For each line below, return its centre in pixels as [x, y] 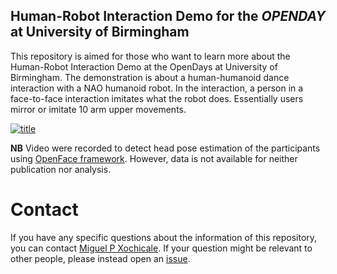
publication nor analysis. [61, 169]
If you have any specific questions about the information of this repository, [164, 237]
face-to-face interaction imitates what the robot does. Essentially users [157, 98]
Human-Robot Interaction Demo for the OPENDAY [168, 16]
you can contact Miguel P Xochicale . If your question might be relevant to [161, 248]
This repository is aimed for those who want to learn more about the [150, 56]
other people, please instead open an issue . [100, 258]
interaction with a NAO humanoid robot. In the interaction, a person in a [157, 88]
